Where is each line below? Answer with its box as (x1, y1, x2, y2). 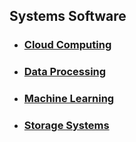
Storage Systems (23, 119, 110, 133)
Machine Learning (23, 92, 115, 106)
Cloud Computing (23, 38, 112, 52)
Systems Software (9, 8, 127, 25)
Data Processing (23, 65, 107, 79)
